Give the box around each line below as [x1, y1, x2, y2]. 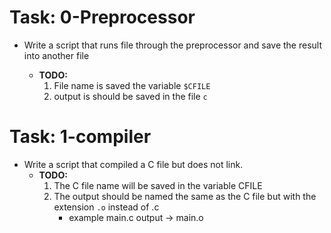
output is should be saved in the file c [53, 90, 208, 102]
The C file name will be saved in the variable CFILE [53, 179, 263, 191]
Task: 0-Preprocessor [9, 6, 196, 29]
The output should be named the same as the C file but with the [53, 190, 317, 202]
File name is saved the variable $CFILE [53, 79, 211, 91]
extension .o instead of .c [53, 201, 160, 213]
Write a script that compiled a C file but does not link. [23, 158, 244, 170]
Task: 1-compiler [9, 126, 152, 148]
